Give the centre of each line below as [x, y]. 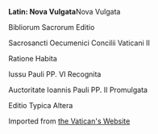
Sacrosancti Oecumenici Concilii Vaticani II [79, 43]
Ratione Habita [33, 59]
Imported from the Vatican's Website [69, 121]
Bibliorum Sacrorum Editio [52, 27]
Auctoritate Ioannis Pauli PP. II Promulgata [78, 90]
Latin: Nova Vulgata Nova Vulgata [64, 12]
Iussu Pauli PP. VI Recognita [55, 74]
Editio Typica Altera [41, 105]
